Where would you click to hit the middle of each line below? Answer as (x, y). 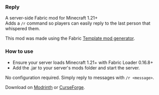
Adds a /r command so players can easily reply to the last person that (78, 23)
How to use (19, 51)
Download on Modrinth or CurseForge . (45, 87)
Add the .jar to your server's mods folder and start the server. (76, 68)
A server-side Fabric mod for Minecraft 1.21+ (52, 18)
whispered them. (23, 29)
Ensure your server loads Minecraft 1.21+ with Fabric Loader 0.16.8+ (83, 62)
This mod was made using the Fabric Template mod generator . (70, 38)
